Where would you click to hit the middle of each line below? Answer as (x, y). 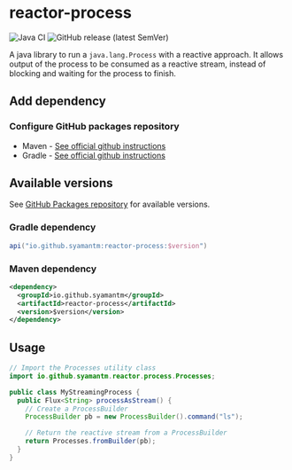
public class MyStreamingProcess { (75, 392)
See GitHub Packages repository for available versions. (110, 204)
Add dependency (58, 102)
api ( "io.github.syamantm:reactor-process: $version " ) (108, 246)
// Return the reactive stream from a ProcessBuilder (126, 433)
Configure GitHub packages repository (94, 127)
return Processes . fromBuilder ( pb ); (91, 442)
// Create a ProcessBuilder (77, 409)
